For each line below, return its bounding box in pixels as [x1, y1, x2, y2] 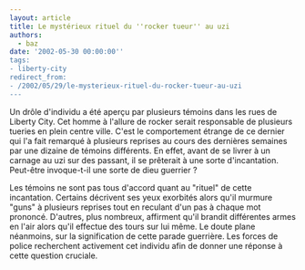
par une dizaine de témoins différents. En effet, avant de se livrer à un [9, 145, 271, 156]
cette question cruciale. [9, 250, 98, 261]
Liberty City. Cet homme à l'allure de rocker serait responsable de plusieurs [9, 116, 293, 127]
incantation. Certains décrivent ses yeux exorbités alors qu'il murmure [9, 192, 273, 202]
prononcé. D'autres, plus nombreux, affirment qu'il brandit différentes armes [9, 211, 296, 222]
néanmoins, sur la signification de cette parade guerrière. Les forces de [9, 230, 279, 242]
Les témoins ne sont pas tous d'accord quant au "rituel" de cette [9, 182, 252, 192]
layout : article [9, 13, 71, 23]
